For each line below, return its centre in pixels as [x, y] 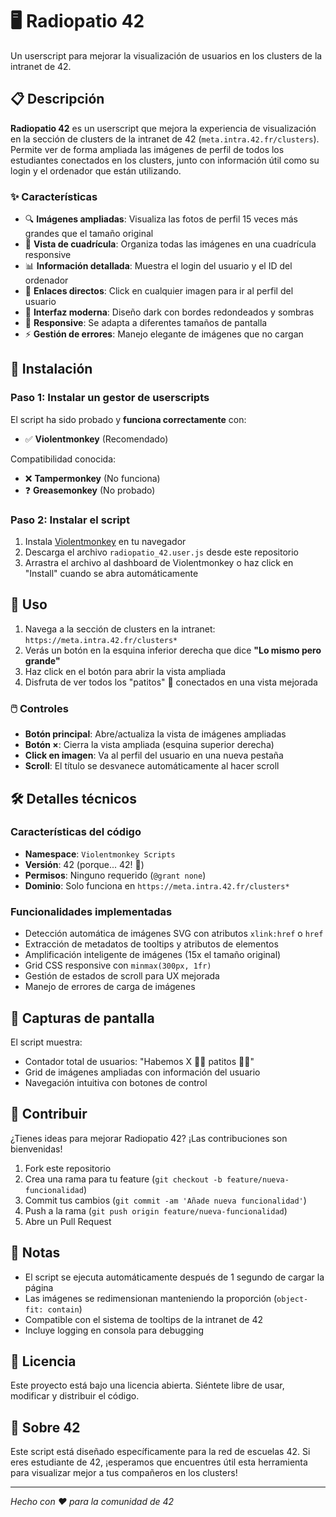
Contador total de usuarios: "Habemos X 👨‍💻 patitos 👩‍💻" [139, 1061]
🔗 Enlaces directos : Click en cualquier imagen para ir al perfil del [159, 291]
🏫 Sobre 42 [45, 1427]
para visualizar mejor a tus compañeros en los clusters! [124, 1473]
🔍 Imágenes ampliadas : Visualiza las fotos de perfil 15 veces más [161, 219]
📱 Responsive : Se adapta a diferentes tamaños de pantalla [146, 323]
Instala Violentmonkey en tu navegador [105, 542]
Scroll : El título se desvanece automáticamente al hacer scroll [152, 766]
